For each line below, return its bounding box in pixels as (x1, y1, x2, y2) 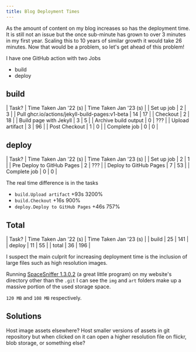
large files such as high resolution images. (6, 260, 108, 267)
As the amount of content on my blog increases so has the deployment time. (6, 25, 190, 32)
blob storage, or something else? (6, 339, 86, 346)
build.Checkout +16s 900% (14, 197, 81, 204)
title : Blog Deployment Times (6, 8, 80, 15)
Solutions (6, 311, 42, 322)
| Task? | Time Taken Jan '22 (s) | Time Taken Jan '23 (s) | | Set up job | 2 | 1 (6, 156, 190, 163)
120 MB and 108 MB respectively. (6, 295, 82, 302)
